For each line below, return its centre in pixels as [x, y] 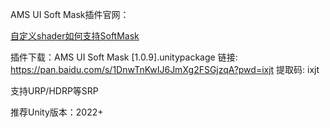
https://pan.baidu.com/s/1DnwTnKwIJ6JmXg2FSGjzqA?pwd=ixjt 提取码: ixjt [165, 69]
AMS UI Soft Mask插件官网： [70, 14]
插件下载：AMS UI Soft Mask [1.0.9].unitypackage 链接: [124, 57]
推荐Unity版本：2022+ [57, 112]
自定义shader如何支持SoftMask [75, 36]
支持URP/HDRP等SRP [54, 91]
